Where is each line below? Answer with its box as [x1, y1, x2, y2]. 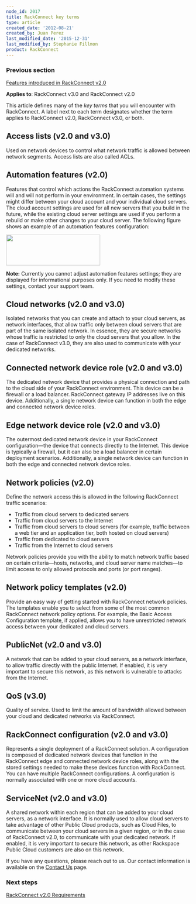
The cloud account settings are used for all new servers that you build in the [6, 204, 190, 211]
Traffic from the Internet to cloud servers [14, 542, 113, 549]
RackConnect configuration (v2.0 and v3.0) [6, 730, 169, 740]
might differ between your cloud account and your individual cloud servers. [6, 198, 188, 205]
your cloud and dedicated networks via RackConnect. [6, 713, 136, 720]
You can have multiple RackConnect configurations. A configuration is [6, 770, 175, 777]
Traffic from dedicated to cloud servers [14, 535, 109, 542]
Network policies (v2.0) [6, 477, 95, 487]
